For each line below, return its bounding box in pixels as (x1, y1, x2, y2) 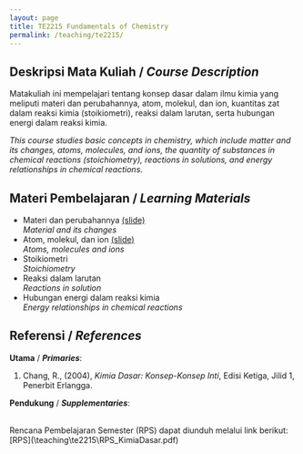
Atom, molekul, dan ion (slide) (22, 234, 135, 244)
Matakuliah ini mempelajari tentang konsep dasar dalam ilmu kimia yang (9, 88, 279, 99)
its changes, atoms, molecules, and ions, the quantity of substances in (9, 145, 276, 156)
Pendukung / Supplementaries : (9, 397, 130, 408)
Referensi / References (9, 328, 143, 344)
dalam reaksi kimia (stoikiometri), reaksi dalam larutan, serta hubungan (9, 108, 276, 119)
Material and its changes (22, 224, 117, 235)
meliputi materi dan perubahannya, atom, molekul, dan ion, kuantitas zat (9, 98, 280, 109)
